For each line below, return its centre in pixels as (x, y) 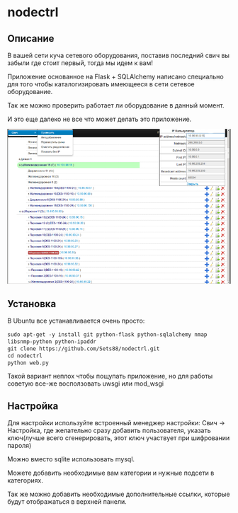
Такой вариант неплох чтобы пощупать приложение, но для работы (110, 376)
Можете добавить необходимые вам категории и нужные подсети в (111, 473)
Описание (31, 39)
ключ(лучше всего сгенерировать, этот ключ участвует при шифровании (119, 438)
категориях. (25, 480)
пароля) (19, 446)
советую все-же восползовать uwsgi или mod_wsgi (86, 384)
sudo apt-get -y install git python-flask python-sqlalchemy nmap (107, 335)
